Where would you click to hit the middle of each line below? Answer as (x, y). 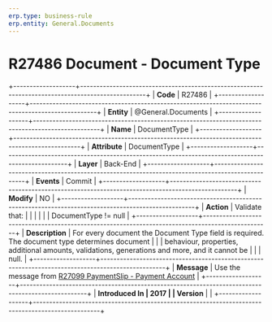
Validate (248, 207)
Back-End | (123, 164)
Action (217, 207)
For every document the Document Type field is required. (168, 233)
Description (46, 233)
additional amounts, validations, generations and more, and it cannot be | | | (135, 250)
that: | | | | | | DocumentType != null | (69, 215)
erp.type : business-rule (50, 16)
